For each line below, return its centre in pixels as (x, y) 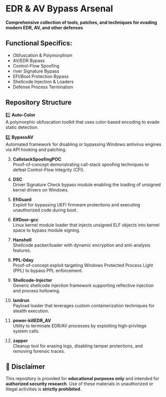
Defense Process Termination (43, 87)
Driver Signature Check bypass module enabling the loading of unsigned (87, 185)
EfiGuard (22, 199)
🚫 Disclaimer (25, 366)
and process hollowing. (37, 290)
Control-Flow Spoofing (36, 66)
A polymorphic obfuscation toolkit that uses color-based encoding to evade (83, 122)
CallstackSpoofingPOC (37, 159)
